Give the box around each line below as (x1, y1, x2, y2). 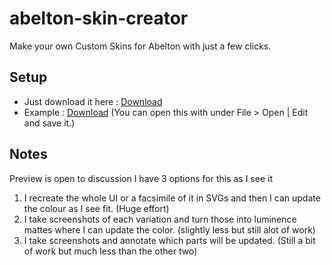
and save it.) (23, 117, 76, 129)
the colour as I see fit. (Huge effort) (23, 202, 170, 214)
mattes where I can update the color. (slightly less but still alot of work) (23, 223, 316, 236)
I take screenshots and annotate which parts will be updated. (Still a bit (23, 234, 316, 246)
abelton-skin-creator (9, 7, 189, 30)
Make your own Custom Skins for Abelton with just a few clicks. (9, 40, 272, 52)
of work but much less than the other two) (23, 245, 198, 257)
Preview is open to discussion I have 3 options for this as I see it (9, 172, 273, 184)
